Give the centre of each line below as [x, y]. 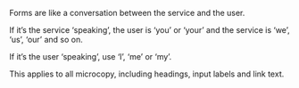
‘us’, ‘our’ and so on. [46, 40]
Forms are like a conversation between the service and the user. [127, 13]
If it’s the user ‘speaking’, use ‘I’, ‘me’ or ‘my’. [91, 56]
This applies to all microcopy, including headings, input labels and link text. [147, 74]
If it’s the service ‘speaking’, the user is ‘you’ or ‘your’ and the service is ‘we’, [149, 30]
